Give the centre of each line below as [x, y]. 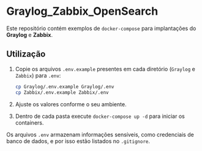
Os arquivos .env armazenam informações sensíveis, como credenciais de [100, 134]
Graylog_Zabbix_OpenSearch [82, 11]
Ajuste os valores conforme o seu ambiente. [71, 104]
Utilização [26, 54]
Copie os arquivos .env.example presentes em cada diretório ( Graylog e [105, 69]
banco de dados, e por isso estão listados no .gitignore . [78, 141]
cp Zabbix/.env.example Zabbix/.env [62, 92]
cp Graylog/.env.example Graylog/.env [65, 87]
